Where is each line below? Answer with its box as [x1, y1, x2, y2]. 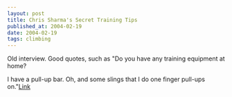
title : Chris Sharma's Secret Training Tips [7, 17, 138, 23]
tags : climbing [7, 36, 51, 43]
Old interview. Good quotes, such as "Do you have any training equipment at [7, 54, 225, 63]
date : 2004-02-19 [7, 29, 57, 36]
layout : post [7, 10, 45, 17]
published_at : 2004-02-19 [7, 23, 82, 30]
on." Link [7, 83, 31, 91]
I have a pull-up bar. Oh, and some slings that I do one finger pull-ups [7, 75, 206, 83]
